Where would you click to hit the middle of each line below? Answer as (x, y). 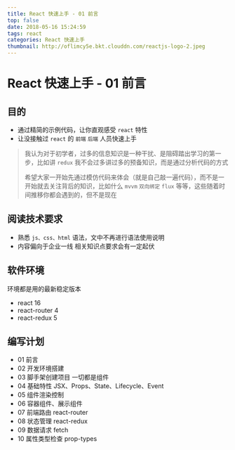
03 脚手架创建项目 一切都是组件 (63, 378)
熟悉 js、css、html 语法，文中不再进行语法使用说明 (91, 237)
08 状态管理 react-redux (52, 421)
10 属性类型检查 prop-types (57, 439)
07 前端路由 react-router (53, 413)
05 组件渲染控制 (41, 395)
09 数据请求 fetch (43, 430)
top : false (23, 20)
